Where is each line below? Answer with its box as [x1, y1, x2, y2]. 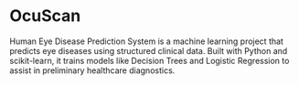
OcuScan [9, 5, 81, 27]
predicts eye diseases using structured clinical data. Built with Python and [9, 45, 288, 56]
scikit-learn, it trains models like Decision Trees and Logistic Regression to [9, 55, 290, 66]
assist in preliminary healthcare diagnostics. [9, 65, 176, 76]
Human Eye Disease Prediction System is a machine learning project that [9, 36, 283, 47]
